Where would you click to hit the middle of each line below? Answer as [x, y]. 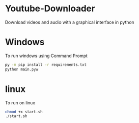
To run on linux [20, 103]
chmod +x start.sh [24, 112]
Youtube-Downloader [50, 9]
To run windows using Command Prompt [46, 56]
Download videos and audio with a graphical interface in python [69, 22]
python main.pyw [22, 69]
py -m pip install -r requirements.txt [46, 64]
